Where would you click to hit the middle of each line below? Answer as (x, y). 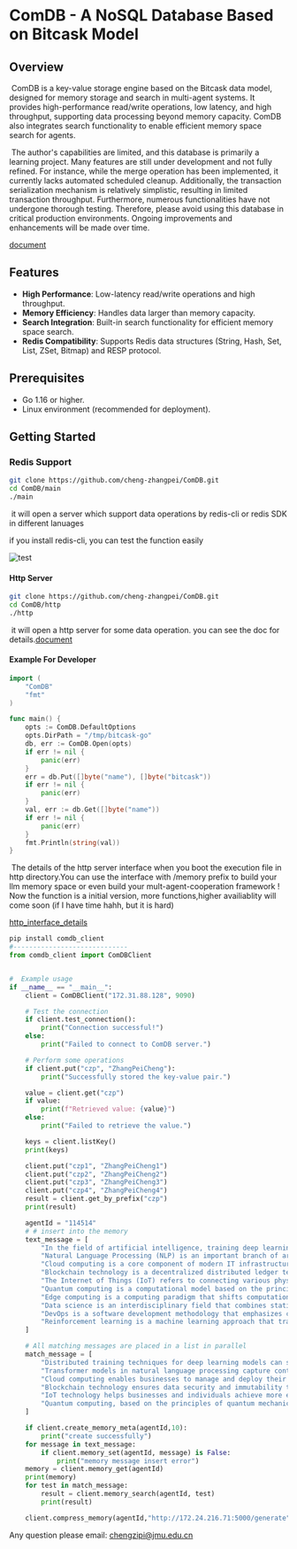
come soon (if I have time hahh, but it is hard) (91, 905)
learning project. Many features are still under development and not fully (141, 162)
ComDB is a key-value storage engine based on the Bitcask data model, (141, 88)
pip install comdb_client (57, 939)
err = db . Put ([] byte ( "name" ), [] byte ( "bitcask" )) (118, 777)
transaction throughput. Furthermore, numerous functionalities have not (140, 199)
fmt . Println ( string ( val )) (73, 842)
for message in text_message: (81, 1444)
